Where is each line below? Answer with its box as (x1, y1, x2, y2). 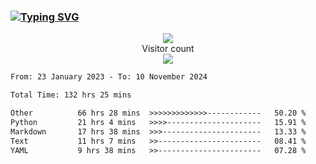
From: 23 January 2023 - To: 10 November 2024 (10, 72, 208, 82)
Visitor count (141, 43, 195, 55)
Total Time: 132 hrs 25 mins (10, 90, 132, 100)
